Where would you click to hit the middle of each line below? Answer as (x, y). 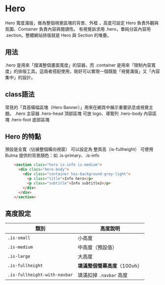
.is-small (19, 238)
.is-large (19, 256)
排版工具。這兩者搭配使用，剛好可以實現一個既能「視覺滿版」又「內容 (89, 71)
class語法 (20, 94)
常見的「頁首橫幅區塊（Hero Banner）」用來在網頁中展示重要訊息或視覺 (77, 107)
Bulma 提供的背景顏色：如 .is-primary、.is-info (52, 155)
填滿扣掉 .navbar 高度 (103, 275)
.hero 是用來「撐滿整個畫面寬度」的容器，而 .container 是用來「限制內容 (78, 65)
